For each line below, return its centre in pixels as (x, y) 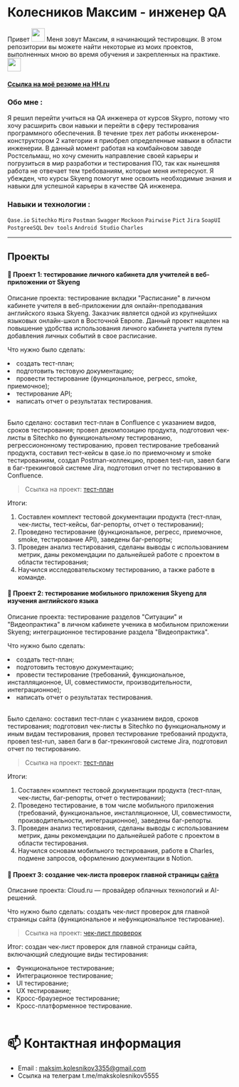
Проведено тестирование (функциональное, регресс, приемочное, (120, 531)
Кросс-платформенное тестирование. (75, 1006)
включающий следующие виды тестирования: (78, 955)
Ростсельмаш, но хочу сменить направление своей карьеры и (103, 155)
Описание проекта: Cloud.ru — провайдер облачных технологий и (108, 891)
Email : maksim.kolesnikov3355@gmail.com (82, 1069)
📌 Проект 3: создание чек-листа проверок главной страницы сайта (113, 874)
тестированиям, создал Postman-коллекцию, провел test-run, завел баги (119, 460)
